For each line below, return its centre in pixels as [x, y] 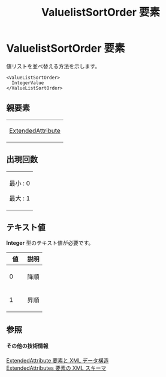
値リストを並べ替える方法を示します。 [53, 66]
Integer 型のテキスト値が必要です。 [50, 243]
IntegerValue [28, 83]
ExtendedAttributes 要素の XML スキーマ [56, 368]
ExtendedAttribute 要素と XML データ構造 [58, 360]
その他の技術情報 [27, 346]
